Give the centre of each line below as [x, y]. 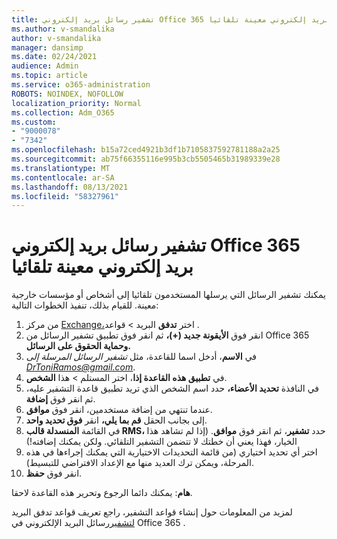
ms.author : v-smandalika [63, 29]
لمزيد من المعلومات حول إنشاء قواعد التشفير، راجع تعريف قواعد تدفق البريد [152, 512]
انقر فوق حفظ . [54, 473]
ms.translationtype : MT [61, 168]
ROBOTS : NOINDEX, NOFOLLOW [67, 94]
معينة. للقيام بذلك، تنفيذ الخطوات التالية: [85, 305]
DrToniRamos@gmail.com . [80, 367]
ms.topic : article [49, 76]
